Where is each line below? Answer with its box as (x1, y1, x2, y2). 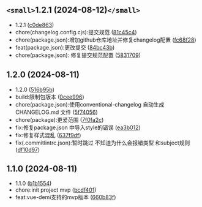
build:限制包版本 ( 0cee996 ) (15, 93, 84, 100)
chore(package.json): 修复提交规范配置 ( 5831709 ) (15, 51, 141, 59)
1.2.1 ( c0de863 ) (15, 21, 54, 28)
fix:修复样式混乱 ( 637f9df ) (15, 131, 81, 138)
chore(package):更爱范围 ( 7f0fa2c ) (15, 116, 104, 123)
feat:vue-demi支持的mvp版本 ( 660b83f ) (15, 194, 116, 201)
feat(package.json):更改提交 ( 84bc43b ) (15, 43, 115, 51)
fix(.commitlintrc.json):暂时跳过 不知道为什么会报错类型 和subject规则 (15, 139, 190, 146)
